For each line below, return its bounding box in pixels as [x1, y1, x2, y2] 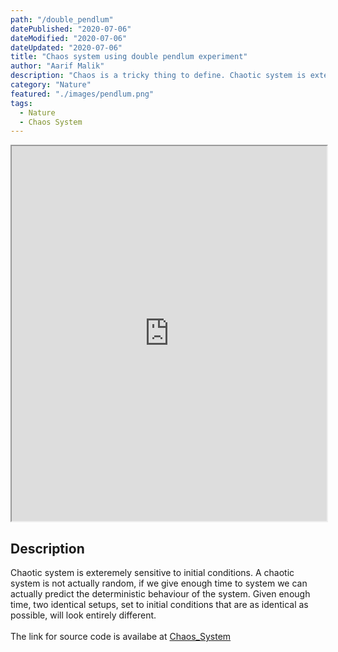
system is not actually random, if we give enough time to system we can [10, 577, 308, 590]
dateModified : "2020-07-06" [10, 33, 128, 43]
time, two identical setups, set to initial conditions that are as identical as [10, 599, 309, 611]
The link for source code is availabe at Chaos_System [10, 631, 232, 643]
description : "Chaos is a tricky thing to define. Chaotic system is [10, 71, 307, 81]
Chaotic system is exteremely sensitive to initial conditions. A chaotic [10, 567, 295, 579]
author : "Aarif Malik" [10, 61, 105, 71]
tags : [10, 98, 33, 108]
